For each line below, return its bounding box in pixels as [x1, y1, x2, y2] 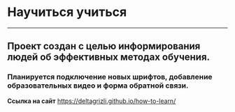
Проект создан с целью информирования [7, 40, 201, 52]
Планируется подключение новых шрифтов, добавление [7, 72, 213, 82]
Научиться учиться [7, 4, 127, 20]
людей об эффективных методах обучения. [7, 51, 211, 63]
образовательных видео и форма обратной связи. [7, 81, 189, 90]
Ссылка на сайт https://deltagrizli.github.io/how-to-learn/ [7, 97, 176, 105]
